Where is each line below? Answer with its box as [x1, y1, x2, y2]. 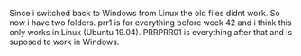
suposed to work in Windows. [9, 36, 120, 47]
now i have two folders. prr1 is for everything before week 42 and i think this [9, 17, 292, 28]
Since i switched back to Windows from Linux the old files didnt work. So [9, 8, 281, 18]
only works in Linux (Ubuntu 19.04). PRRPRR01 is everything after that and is [9, 27, 293, 37]
